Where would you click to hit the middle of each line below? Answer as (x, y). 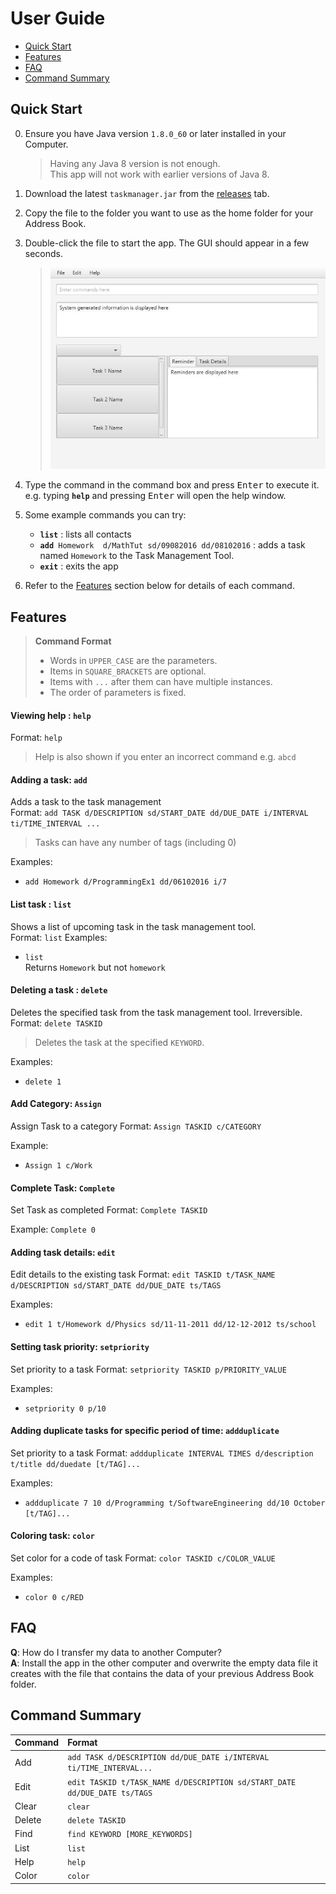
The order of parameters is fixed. (118, 692)
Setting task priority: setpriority (80, 1346)
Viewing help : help (51, 715)
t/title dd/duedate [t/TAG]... (75, 1464)
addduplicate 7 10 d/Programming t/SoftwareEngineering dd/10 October (175, 1503)
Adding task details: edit (63, 1252)
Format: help (36, 738)
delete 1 (43, 1082)
